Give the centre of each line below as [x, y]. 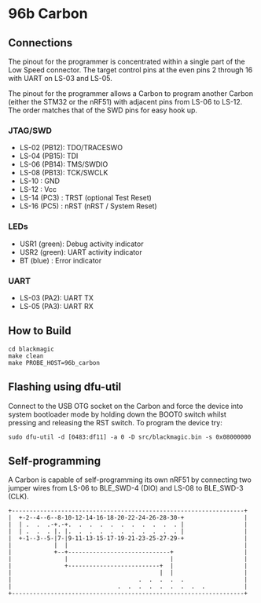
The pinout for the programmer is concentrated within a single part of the [127, 61]
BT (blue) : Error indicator [61, 260]
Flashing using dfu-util [65, 387]
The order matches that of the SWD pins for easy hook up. [103, 110]
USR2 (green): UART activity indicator [81, 252]
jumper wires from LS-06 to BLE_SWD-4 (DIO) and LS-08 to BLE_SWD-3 [126, 488]
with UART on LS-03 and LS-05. [60, 78]
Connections [40, 43]
